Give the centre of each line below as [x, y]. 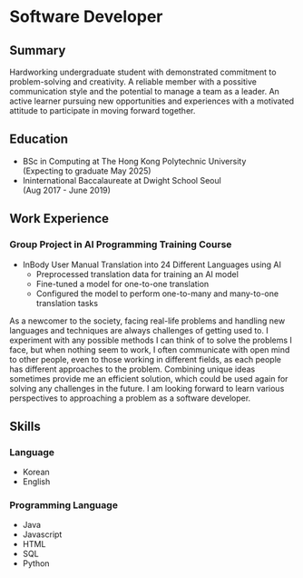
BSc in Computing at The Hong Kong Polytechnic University [134, 161]
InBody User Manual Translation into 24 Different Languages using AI [152, 264]
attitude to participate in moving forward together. [103, 110]
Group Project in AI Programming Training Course [121, 244]
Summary [38, 50]
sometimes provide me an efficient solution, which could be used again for [149, 378]
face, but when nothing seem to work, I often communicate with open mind [150, 349]
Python [36, 563]
